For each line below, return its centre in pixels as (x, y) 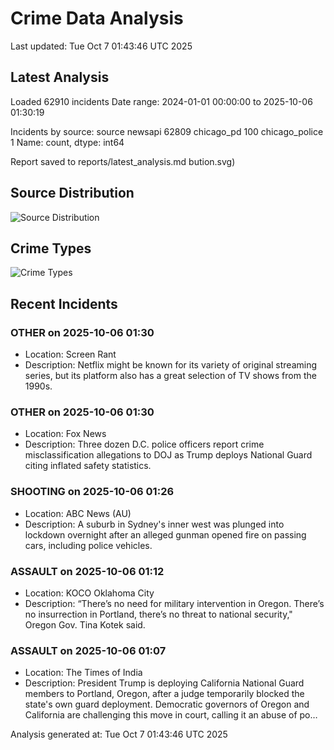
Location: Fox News (65, 434)
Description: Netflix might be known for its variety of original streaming (171, 365)
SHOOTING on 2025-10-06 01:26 (92, 492)
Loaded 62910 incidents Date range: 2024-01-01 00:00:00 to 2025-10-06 (161, 101)
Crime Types (51, 248)
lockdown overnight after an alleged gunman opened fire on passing (165, 534)
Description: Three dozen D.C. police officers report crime (144, 444)
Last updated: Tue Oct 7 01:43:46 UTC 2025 (101, 46)
